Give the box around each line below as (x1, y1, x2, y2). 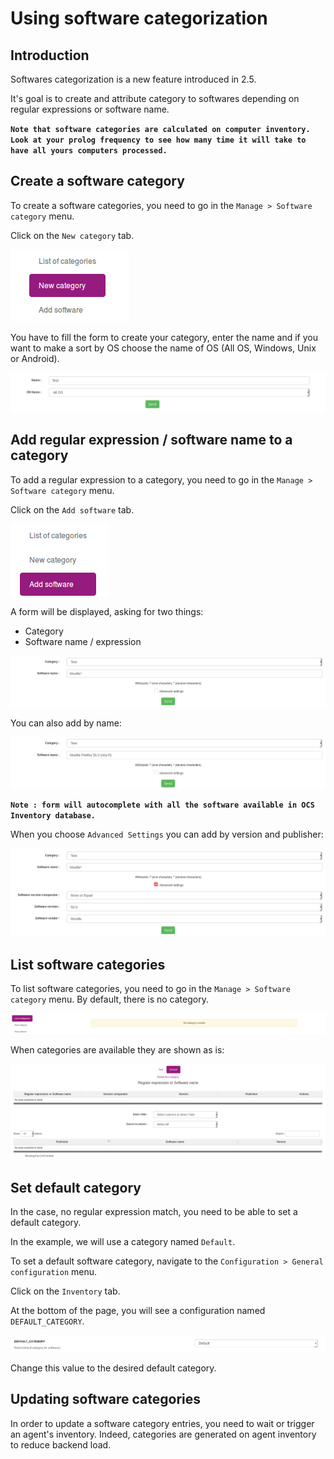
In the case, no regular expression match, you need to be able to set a (10, 1205, 298, 1217)
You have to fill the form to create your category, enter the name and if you (10, 331, 318, 343)
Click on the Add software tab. (10, 503, 135, 516)
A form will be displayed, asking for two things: (10, 605, 204, 617)
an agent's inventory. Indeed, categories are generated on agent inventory (10, 1428, 317, 1440)
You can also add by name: (10, 717, 122, 729)
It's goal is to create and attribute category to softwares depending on (10, 93, 300, 104)
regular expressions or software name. (10, 103, 170, 115)
